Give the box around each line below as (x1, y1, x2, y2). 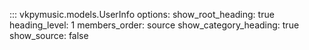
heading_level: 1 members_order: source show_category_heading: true (9, 19, 300, 31)
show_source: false (9, 30, 89, 41)
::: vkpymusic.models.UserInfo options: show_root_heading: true (9, 9, 275, 20)
